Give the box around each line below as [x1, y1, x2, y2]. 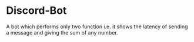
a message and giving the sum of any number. [6, 29, 119, 36]
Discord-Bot [6, 4, 67, 17]
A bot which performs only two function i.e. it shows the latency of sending [6, 23, 188, 30]
